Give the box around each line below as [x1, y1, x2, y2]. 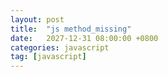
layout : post [10, 14, 65, 25]
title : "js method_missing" [10, 24, 132, 34]
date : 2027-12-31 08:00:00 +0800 [10, 33, 159, 43]
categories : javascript [10, 42, 110, 53]
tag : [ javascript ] [10, 52, 87, 62]
